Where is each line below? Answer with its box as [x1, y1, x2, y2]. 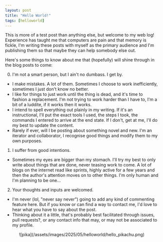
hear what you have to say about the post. [12, 207, 97, 213]
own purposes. [12, 138, 42, 144]
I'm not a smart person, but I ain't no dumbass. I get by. [12, 72, 123, 77]
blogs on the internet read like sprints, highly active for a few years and [12, 167, 155, 173]
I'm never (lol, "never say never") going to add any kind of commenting [12, 196, 155, 202]
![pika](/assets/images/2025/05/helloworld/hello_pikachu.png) [18, 232, 145, 238]
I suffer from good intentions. [12, 148, 71, 153]
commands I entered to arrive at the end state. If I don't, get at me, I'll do [12, 117, 158, 123]
